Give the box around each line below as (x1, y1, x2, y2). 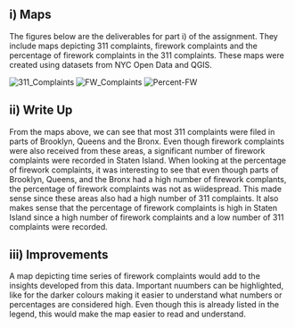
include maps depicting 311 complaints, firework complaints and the (9, 40, 258, 51)
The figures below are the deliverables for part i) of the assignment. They (9, 30, 278, 41)
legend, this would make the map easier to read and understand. (9, 308, 247, 320)
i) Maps (9, 7, 52, 22)
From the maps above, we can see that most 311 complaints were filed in (9, 126, 275, 137)
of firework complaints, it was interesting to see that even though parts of (9, 164, 279, 175)
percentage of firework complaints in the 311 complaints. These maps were (9, 49, 285, 61)
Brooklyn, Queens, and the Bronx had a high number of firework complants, (9, 173, 287, 184)
